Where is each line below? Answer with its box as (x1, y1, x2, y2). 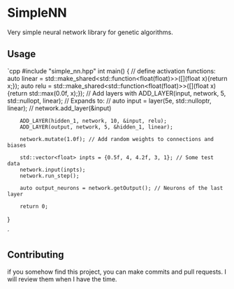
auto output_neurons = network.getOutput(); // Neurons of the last (20, 184, 224, 191)
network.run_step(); (20, 172, 80, 179)
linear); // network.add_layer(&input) (7, 103, 112, 112)
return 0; (20, 202, 49, 210)
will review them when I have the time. (7, 274, 117, 283)
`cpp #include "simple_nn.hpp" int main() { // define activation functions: (7, 66, 216, 75)
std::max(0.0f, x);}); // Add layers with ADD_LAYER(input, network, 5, (29, 89, 226, 97)
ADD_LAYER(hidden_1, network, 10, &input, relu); (20, 117, 168, 124)
